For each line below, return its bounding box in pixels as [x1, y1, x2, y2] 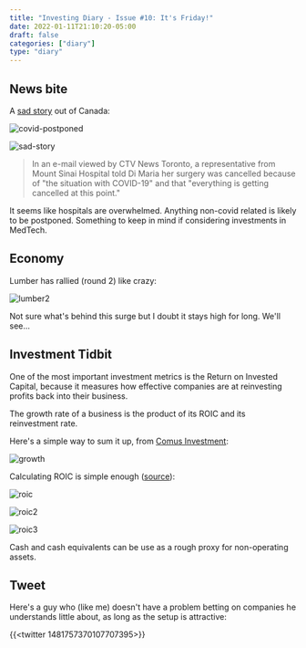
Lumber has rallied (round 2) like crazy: [9, 275, 158, 286]
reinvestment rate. [9, 417, 78, 429]
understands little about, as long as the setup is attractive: [9, 611, 228, 622]
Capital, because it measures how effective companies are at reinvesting [9, 381, 282, 392]
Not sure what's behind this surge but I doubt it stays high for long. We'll [9, 310, 280, 321]
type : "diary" [9, 47, 64, 57]
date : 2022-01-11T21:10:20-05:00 [9, 22, 137, 31]
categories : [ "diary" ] [9, 38, 96, 48]
